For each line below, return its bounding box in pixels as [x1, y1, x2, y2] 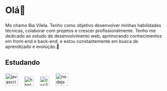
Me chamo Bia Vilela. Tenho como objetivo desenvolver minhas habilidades [5, 22, 161, 28]
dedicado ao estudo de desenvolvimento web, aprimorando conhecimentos [5, 33, 162, 39]
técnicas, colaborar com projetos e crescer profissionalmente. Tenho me [5, 27, 156, 34]
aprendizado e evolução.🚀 [5, 43, 59, 49]
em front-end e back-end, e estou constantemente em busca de [5, 38, 138, 44]
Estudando [5, 58, 40, 66]
